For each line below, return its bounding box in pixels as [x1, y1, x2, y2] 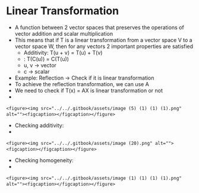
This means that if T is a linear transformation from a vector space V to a [14, 36, 192, 43]
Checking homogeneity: [14, 156, 74, 164]
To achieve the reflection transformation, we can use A [14, 80, 150, 87]
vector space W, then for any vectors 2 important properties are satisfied [14, 43, 194, 50]
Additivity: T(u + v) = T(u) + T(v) [23, 49, 103, 56]
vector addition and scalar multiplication [14, 30, 113, 37]
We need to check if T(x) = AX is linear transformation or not [14, 87, 163, 94]
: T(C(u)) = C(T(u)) [23, 55, 70, 62]
